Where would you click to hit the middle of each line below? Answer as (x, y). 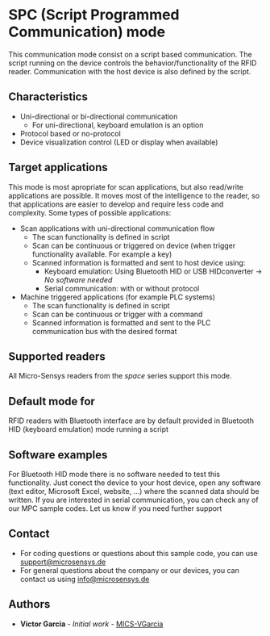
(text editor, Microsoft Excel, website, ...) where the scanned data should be (134, 491)
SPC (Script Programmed (94, 15)
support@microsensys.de (63, 562)
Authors (29, 604)
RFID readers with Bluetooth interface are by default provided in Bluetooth (131, 421)
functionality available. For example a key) (102, 254)
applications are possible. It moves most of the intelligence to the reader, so (134, 195)
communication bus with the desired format (104, 331)
